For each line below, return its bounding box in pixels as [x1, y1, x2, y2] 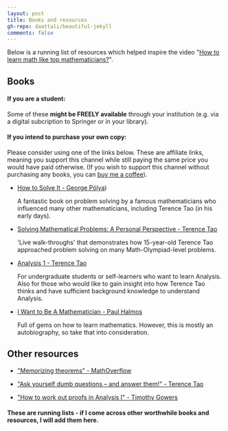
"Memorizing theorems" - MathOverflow [16, 366, 132, 375]
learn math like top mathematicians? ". [7, 56, 113, 64]
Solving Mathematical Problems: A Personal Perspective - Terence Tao [16, 225, 218, 233]
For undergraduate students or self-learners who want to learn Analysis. [16, 273, 222, 281]
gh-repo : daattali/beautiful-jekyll [7, 23, 112, 30]
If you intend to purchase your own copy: [7, 133, 127, 141]
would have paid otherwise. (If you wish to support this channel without [7, 163, 209, 171]
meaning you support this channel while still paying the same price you [7, 156, 208, 164]
